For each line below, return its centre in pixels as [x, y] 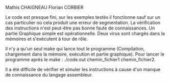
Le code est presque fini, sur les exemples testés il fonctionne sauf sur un [83, 17]
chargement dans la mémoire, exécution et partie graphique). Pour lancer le [85, 54]
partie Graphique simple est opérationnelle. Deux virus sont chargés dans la [85, 33]
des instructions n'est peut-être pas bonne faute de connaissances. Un [80, 28]
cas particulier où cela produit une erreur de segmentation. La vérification [83, 23]
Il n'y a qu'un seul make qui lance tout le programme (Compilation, [75, 49]
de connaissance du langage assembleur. [49, 75]
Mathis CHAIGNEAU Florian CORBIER [44, 7]
